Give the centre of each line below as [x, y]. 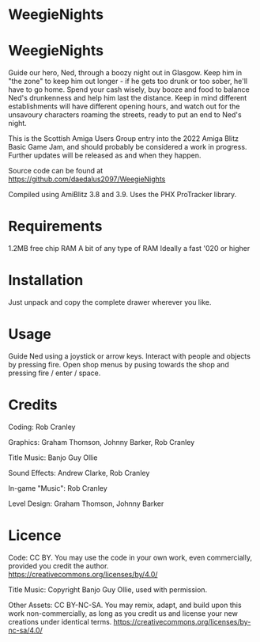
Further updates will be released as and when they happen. [105, 155]
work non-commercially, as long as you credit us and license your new [123, 613]
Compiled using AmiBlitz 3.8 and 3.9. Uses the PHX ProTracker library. [122, 195]
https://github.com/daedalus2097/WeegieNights [87, 179]
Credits [33, 405]
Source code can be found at [56, 171]
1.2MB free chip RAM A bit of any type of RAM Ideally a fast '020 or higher [129, 249]
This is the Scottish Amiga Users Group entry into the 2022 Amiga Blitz [124, 139]
